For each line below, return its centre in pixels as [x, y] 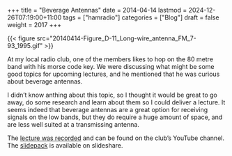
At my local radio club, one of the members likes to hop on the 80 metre [110, 59]
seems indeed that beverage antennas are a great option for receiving [107, 110]
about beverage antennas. [45, 81]
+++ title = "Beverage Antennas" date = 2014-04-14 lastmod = [97, 10]
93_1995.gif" [25, 46]
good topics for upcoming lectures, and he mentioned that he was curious [114, 74]
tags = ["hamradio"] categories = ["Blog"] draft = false [141, 17]
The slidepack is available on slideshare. [65, 145]
